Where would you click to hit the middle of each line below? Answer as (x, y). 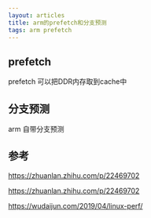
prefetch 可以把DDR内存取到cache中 (68, 82)
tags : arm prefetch (40, 30)
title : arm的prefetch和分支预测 (58, 23)
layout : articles (37, 15)
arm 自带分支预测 (36, 129)
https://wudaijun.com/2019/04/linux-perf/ (75, 205)
